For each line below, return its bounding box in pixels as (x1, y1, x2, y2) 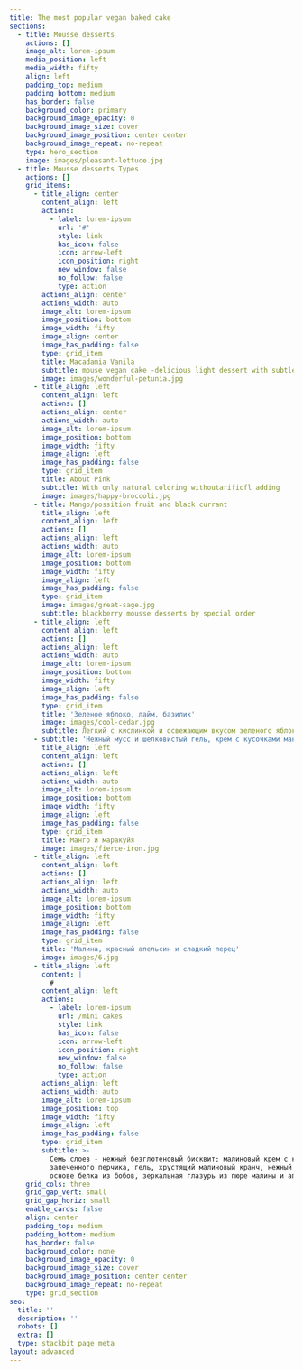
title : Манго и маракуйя (41, 836, 135, 845)
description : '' (17, 1314, 78, 1323)
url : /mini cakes (57, 1012, 124, 1021)
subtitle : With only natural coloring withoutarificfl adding (41, 483, 280, 492)
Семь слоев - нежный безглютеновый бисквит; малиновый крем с (49, 1154, 289, 1163)
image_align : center (41, 332, 119, 341)
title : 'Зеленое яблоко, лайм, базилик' (41, 709, 196, 718)
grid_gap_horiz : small (25, 1197, 111, 1206)
